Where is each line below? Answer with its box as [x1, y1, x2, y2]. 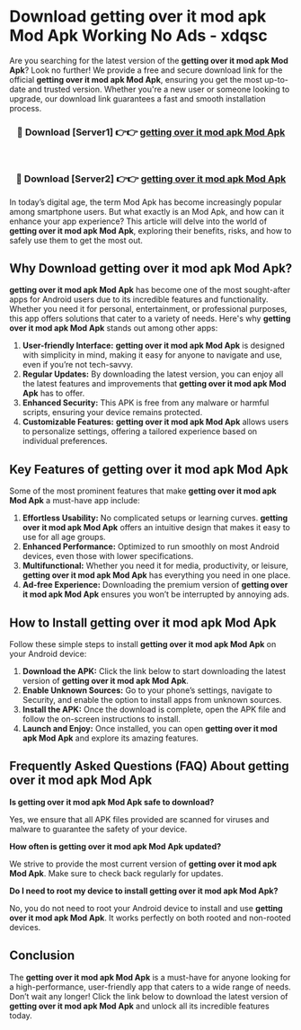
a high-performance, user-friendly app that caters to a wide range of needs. [9, 981, 292, 992]
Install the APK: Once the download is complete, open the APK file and [22, 704, 287, 715]
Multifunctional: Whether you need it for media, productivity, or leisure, [22, 560, 289, 572]
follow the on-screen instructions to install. [22, 713, 181, 724]
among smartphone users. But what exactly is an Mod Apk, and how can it [9, 206, 285, 217]
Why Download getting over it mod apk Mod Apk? [9, 261, 293, 276]
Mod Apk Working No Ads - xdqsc [9, 25, 268, 46]
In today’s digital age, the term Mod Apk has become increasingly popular [9, 196, 282, 208]
